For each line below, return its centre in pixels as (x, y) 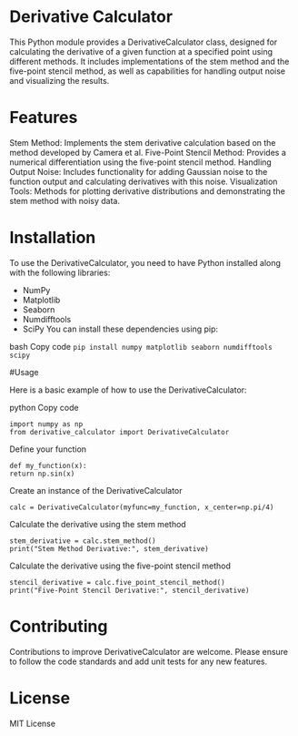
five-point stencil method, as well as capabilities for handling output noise (148, 71)
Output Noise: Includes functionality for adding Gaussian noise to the (139, 171)
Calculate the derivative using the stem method (98, 524)
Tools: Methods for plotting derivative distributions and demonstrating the (148, 191)
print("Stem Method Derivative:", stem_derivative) (109, 548)
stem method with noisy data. (65, 200)
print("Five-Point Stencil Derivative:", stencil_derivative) (129, 590)
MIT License (33, 723)
